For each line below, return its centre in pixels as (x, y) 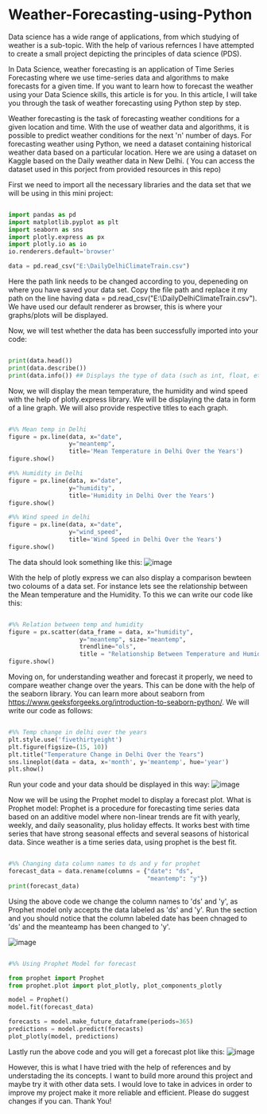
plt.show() (26, 769)
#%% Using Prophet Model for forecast (72, 963)
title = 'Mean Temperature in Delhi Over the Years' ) (156, 452)
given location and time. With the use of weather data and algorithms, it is (129, 127)
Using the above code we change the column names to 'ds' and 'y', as (123, 901)
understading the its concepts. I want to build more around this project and (130, 1075)
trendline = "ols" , (108, 647)
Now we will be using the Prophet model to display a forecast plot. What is (130, 800)
